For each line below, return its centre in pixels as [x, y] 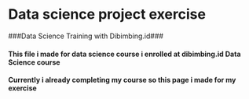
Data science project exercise [107, 14]
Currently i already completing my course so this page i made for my [122, 80]
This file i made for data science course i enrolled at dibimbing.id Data [124, 54]
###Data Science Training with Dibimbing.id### [86, 36]
